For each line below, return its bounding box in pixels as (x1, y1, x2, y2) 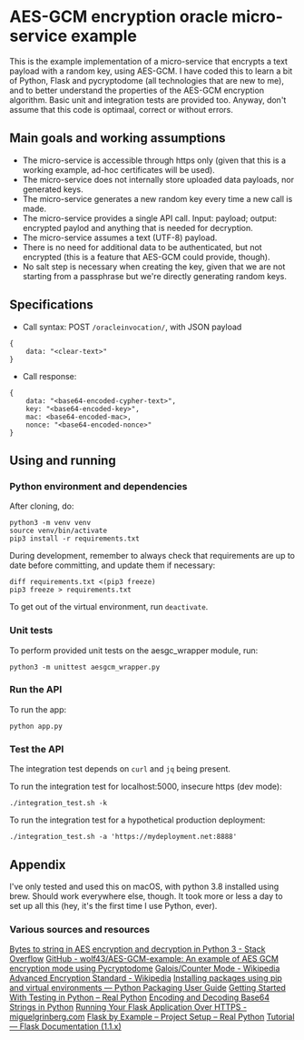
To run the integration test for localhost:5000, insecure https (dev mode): (9, 781, 283, 793)
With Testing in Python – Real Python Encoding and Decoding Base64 (9, 992, 270, 1003)
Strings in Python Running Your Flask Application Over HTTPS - (9, 1002, 248, 1013)
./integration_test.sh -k (9, 799, 107, 808)
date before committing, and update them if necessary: (9, 560, 216, 570)
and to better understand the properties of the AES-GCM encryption (9, 85, 265, 96)
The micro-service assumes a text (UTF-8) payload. (22, 232, 218, 243)
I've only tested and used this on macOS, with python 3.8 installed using (9, 881, 279, 892)
